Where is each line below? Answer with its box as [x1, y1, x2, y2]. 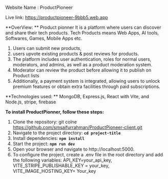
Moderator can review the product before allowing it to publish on [12, 67, 152, 73]
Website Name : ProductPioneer [5, 5, 73, 10]
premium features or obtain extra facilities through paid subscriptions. [12, 83, 160, 89]
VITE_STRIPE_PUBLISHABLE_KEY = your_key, [12, 163, 110, 169]
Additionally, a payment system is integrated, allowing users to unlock [12, 78, 160, 84]
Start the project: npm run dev [12, 141, 75, 147]
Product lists [12, 73, 39, 79]
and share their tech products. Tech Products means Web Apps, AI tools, [5, 30, 159, 35]
